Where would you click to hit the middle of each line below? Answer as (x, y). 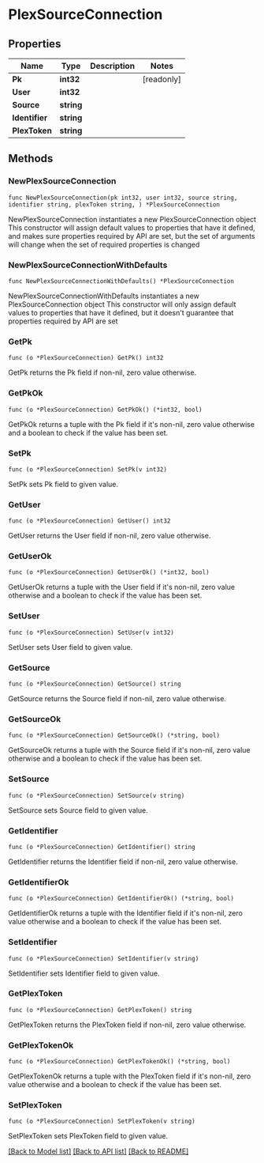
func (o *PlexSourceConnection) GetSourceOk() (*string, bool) (114, 736)
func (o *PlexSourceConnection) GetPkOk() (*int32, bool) (105, 410)
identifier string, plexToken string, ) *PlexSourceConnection (114, 204)
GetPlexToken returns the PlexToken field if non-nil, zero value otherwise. (127, 1025)
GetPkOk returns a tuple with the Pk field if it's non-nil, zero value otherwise (131, 424)
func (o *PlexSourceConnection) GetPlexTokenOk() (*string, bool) (119, 1062)
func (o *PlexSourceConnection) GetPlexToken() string (100, 1010)
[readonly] (162, 79)
